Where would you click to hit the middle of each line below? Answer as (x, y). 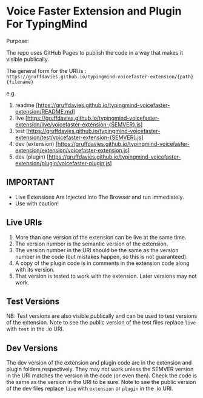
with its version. (35, 269)
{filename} (20, 82)
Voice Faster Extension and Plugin (94, 11)
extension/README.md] (45, 111)
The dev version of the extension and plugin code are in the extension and (99, 363)
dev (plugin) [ (32, 157)
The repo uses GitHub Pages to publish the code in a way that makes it (95, 52)
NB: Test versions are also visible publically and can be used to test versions (102, 316)
